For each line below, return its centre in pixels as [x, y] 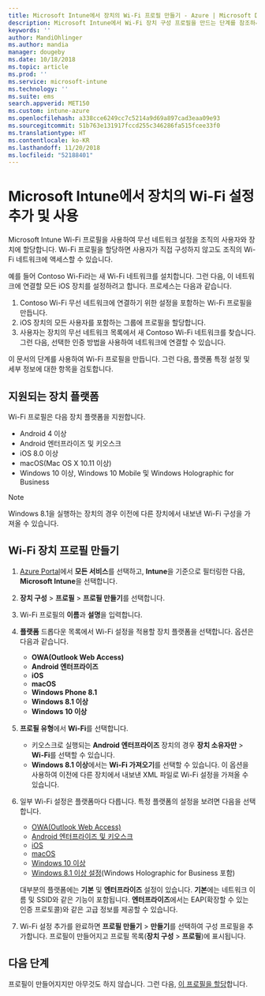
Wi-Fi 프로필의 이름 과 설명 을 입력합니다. [81, 615]
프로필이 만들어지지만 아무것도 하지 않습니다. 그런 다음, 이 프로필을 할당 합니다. [128, 983]
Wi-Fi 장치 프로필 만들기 [64, 551]
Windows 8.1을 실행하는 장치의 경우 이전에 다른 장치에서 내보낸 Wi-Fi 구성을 [125, 513]
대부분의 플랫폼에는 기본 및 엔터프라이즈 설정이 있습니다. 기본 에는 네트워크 [133, 889]
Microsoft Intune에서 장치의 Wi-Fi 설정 [131, 196]
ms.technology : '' [38, 89]
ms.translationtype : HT [47, 133]
